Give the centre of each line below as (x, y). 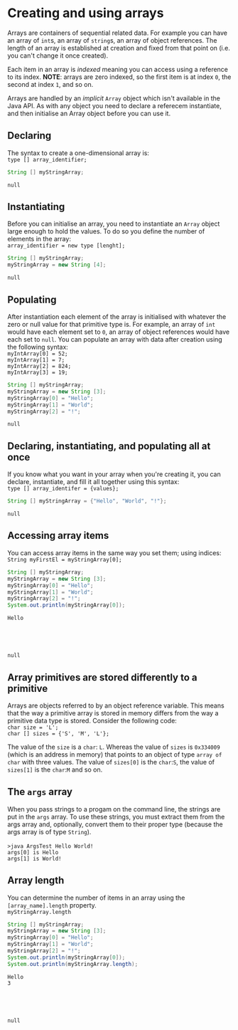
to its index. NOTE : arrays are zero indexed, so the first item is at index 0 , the (119, 77)
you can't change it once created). (58, 56)
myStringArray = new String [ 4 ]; (57, 265)
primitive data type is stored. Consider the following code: (92, 720)
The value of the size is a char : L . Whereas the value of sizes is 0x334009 (114, 747)
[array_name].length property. (52, 905)
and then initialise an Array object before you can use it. (89, 113)
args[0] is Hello (33, 852)
